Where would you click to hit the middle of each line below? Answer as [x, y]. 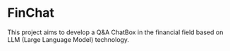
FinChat [31, 13]
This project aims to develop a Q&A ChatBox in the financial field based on [115, 32]
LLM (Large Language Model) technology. [68, 39]
